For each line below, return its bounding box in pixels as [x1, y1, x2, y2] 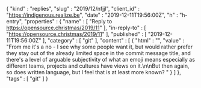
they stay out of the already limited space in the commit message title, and [6, 50, 191, 56]
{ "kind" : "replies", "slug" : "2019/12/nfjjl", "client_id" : [6, 5, 140, 12]
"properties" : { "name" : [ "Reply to [23, 18, 113, 25]
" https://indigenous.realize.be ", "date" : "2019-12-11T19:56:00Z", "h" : [6, 11, 179, 19]
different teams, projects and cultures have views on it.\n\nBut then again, [6, 62, 190, 69]
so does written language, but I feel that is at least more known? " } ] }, [6, 69, 182, 75]
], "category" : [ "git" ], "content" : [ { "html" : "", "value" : [42, 37, 185, 44]
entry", [6, 18, 23, 25]
